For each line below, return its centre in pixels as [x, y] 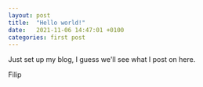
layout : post [29, 15]
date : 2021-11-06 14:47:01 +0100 [66, 30]
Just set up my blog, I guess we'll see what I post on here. [102, 60]
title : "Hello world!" [47, 23]
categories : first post [47, 37]
